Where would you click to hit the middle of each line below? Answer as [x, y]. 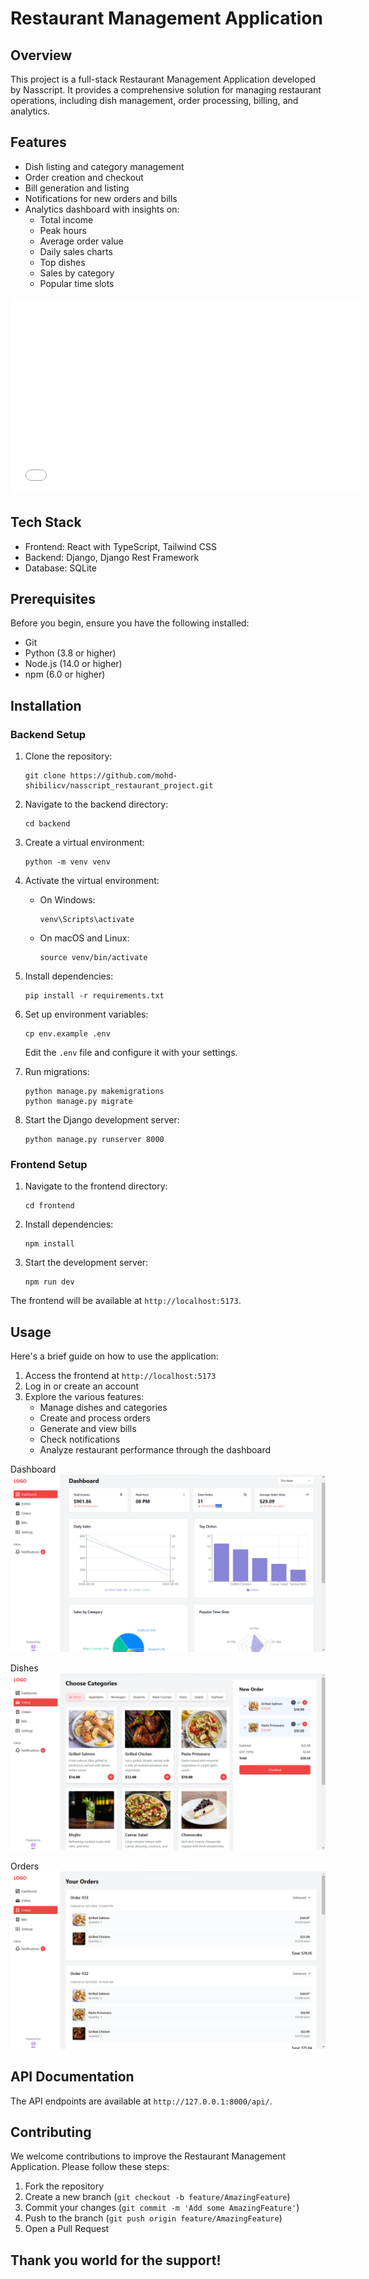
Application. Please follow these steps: [90, 2167]
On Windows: [67, 900]
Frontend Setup [49, 1165]
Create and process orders [95, 1418]
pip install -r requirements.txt [94, 996]
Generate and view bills [88, 1429]
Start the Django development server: [102, 1120]
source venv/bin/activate [93, 958]
